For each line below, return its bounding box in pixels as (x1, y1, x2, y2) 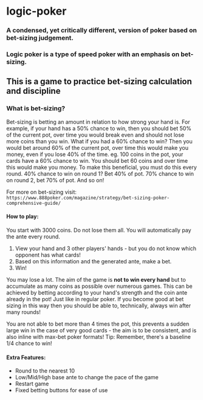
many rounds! (6, 308, 41, 315)
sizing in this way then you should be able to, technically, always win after (6, 302, 191, 309)
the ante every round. (6, 233, 61, 240)
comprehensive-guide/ (6, 200, 61, 206)
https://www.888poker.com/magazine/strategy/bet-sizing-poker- (6, 195, 170, 201)
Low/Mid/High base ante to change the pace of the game (15, 374, 159, 381)
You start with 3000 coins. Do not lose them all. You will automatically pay (6, 226, 191, 234)
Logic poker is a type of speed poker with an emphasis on (6, 50, 180, 59)
